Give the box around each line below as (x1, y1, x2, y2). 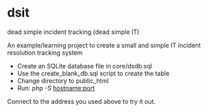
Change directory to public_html (17, 76, 109, 84)
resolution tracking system (7, 48, 83, 57)
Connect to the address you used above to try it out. (7, 97, 156, 105)
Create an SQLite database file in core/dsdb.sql (17, 62, 153, 70)
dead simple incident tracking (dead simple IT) (7, 28, 140, 36)
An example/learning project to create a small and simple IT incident (7, 41, 201, 49)
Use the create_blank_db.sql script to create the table (17, 69, 170, 77)
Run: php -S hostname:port (17, 84, 95, 92)
